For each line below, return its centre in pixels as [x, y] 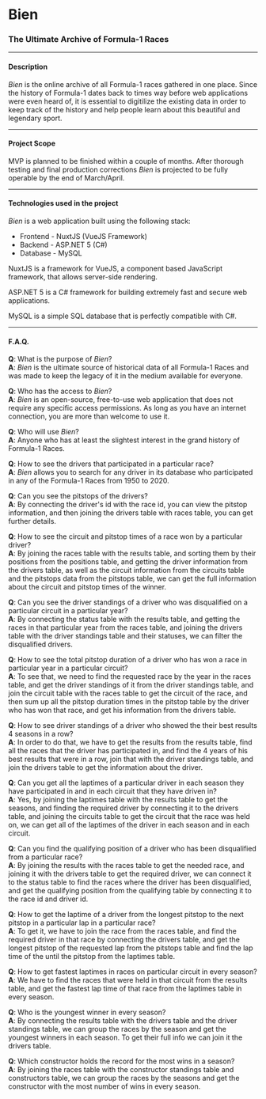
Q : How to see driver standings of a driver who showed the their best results [133, 726]
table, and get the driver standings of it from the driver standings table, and [131, 685]
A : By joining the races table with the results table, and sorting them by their [132, 553]
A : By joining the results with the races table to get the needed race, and [126, 866]
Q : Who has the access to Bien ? [60, 391]
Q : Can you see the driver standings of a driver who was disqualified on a [128, 602]
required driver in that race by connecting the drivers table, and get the [124, 940]
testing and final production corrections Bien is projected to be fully [118, 169]
